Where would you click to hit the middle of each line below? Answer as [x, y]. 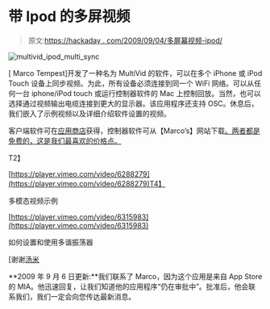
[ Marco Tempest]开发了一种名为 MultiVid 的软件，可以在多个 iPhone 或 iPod [135, 73]
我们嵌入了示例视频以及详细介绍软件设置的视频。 [89, 113]
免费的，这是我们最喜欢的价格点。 [65, 140]
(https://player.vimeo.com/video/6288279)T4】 [87, 183]
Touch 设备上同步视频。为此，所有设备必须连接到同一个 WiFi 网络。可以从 [131, 83]
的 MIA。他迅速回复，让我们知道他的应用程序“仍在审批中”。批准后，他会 [129, 286]
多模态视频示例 [33, 200]
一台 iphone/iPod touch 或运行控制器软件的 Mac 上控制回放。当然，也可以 [138, 93]
